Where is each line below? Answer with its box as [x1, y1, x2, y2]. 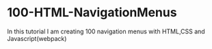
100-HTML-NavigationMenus [7, 5, 177, 20]
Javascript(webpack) [7, 34, 67, 42]
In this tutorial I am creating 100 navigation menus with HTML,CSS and [7, 27, 205, 35]
